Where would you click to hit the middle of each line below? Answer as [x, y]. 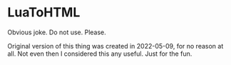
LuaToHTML [44, 12]
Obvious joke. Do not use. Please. [57, 32]
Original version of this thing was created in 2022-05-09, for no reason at [115, 46]
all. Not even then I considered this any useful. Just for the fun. [100, 54]
